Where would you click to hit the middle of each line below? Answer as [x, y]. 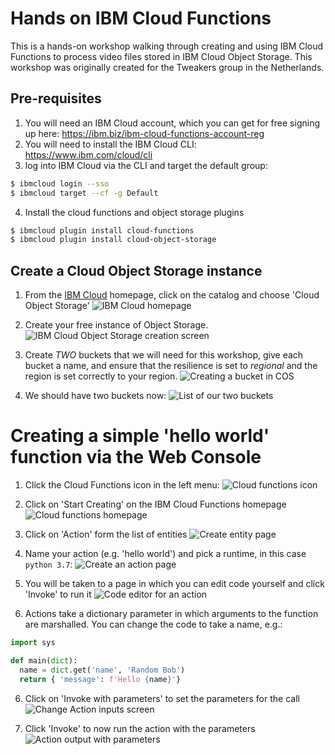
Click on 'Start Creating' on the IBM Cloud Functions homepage [155, 504]
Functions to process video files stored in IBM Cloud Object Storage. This [161, 56]
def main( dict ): [44, 660]
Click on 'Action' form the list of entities [106, 534]
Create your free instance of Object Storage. [116, 325]
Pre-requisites [56, 98]
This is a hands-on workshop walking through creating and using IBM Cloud [167, 46]
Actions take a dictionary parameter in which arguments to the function [171, 613]
